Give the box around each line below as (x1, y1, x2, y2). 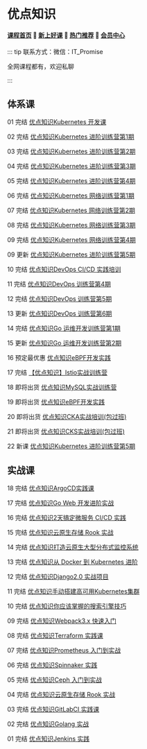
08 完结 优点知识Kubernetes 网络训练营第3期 (7, 221, 136, 230)
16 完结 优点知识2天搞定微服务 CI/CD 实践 (7, 514, 127, 522)
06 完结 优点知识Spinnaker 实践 (7, 661, 98, 669)
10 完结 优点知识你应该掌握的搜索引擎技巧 (7, 602, 127, 610)
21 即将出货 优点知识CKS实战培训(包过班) (7, 427, 125, 436)
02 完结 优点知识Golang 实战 (7, 720, 89, 728)
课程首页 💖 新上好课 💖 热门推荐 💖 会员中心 (7, 31, 126, 39)
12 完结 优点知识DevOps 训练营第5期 (7, 295, 112, 303)
